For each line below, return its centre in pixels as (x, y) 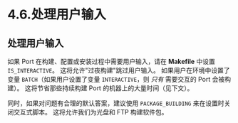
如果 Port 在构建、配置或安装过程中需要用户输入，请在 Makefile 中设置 (112, 61)
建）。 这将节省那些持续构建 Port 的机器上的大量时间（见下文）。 (100, 88)
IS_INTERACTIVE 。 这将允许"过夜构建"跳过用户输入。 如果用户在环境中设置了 (119, 70)
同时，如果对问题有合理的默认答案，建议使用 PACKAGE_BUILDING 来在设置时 (116, 103)
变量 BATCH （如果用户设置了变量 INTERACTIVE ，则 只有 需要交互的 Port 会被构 (119, 79)
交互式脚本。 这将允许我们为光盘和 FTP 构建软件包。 (91, 112)
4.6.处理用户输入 (57, 15)
